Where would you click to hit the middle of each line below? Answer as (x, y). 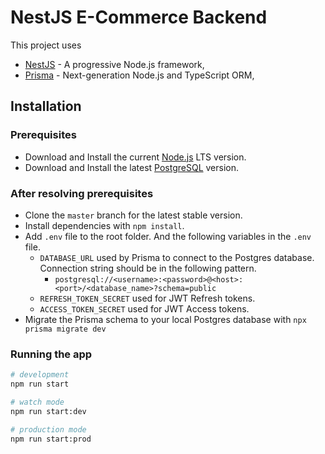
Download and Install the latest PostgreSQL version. (132, 167)
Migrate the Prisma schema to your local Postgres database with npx (165, 319)
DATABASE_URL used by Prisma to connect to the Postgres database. (177, 257)
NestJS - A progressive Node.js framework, (114, 64)
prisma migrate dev (65, 329)
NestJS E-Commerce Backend (139, 17)
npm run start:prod (51, 439)
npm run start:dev (48, 411)
